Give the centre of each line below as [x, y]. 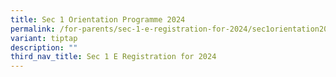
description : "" [44, 47]
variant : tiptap [44, 38]
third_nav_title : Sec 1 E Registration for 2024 [113, 57]
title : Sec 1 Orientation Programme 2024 [98, 19]
